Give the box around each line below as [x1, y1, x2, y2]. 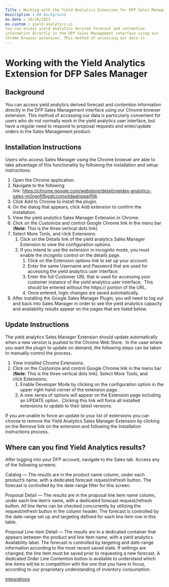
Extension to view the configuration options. [20, 241, 112, 248]
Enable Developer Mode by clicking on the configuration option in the [20, 381, 164, 387]
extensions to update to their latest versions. [20, 403, 112, 409]
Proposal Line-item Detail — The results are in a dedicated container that [5, 529, 156, 535]
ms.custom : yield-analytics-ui [5, 21, 73, 27]
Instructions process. [5, 428, 49, 434]
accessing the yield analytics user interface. [27, 268, 119, 274]
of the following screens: [5, 462, 57, 468]
